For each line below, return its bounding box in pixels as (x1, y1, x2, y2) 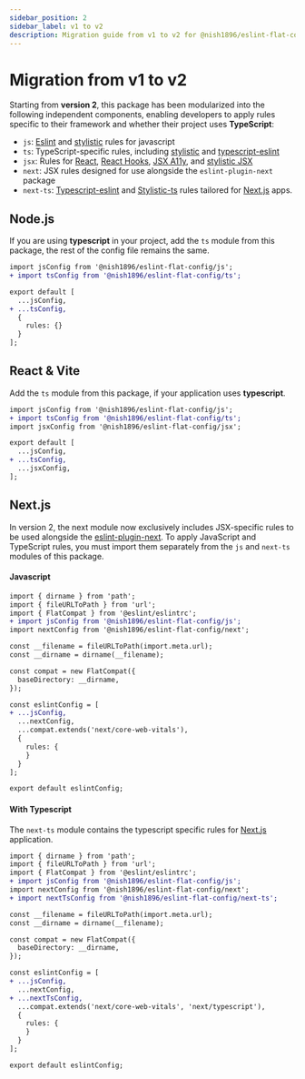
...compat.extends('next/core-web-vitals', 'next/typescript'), (17, 1002, 266, 1011)
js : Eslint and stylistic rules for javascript (22, 136, 175, 147)
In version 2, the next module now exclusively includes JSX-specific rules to (9, 521, 294, 532)
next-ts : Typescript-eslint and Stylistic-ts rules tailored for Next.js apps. (22, 185, 293, 196)
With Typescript (9, 803, 73, 814)
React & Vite (9, 363, 80, 378)
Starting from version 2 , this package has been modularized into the (9, 99, 265, 110)
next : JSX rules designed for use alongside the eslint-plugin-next (22, 166, 274, 176)
